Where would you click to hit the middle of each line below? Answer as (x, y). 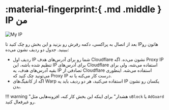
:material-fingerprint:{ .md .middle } (83, 9)
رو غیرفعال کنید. (21, 102)
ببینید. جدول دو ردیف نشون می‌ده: (37, 49)
